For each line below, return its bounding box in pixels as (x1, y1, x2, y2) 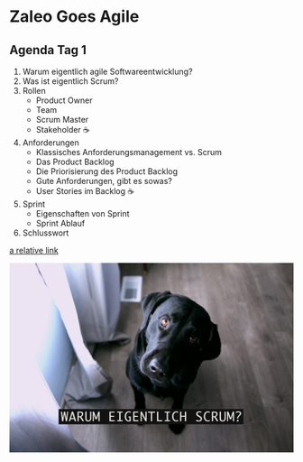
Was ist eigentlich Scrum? (22, 76, 119, 87)
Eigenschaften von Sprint (35, 208, 130, 218)
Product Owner (35, 95, 93, 106)
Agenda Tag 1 (9, 42, 87, 58)
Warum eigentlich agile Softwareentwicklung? (22, 66, 193, 77)
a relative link (9, 245, 59, 255)
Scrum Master (35, 115, 89, 125)
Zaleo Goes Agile (9, 6, 140, 27)
